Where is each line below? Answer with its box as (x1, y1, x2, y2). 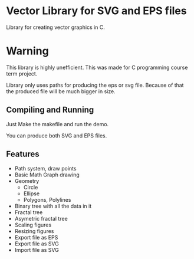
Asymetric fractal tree (14, 215, 68, 222)
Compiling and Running (6, 105, 94, 115)
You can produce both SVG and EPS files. (6, 132, 107, 139)
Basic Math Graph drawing (14, 171, 80, 178)
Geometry (14, 177, 40, 184)
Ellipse (23, 190, 40, 197)
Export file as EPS (14, 234, 58, 241)
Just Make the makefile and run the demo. (6, 120, 109, 127)
